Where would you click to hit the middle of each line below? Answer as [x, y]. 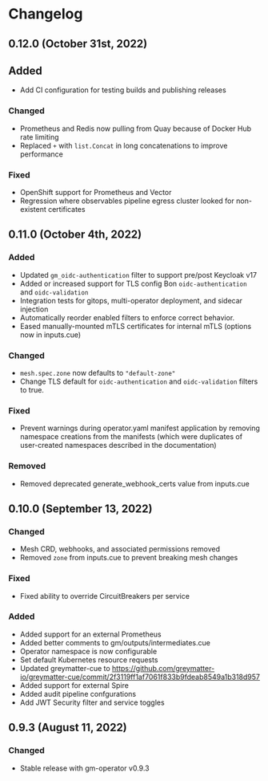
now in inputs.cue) [50, 335]
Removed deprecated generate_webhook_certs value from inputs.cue [134, 483]
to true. [32, 389]
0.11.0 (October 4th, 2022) [75, 235]
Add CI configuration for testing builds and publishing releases [123, 90]
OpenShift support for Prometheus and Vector [96, 192]
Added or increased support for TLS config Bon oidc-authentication [133, 283]
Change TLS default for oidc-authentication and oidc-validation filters [139, 381]
